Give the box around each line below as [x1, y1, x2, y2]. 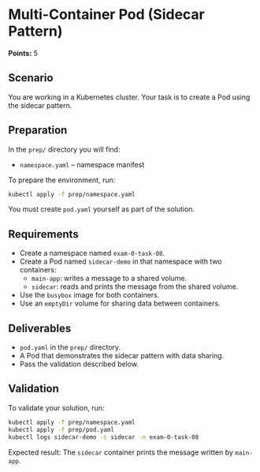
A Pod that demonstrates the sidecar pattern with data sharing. [19, 351, 225, 361]
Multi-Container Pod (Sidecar [8, 6, 205, 24]
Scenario [8, 71, 54, 84]
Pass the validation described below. [19, 359, 139, 369]
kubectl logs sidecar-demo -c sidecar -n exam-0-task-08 [8, 433, 199, 441]
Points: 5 [8, 48, 38, 58]
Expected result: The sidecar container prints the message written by [8, 448, 234, 457]
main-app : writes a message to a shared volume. [31, 274, 188, 283]
